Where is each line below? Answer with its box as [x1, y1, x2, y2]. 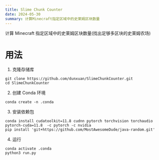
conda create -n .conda [5, 100, 54, 105]
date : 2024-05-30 [5, 12, 41, 17]
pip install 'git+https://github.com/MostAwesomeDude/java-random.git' [5, 127, 155, 133]
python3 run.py [5, 151, 36, 156]
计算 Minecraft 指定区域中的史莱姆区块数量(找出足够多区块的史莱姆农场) [5, 30, 151, 36]
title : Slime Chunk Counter [5, 7, 63, 12]
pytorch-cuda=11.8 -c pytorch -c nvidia [5, 123, 92, 128]
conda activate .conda [5, 146, 52, 151]
